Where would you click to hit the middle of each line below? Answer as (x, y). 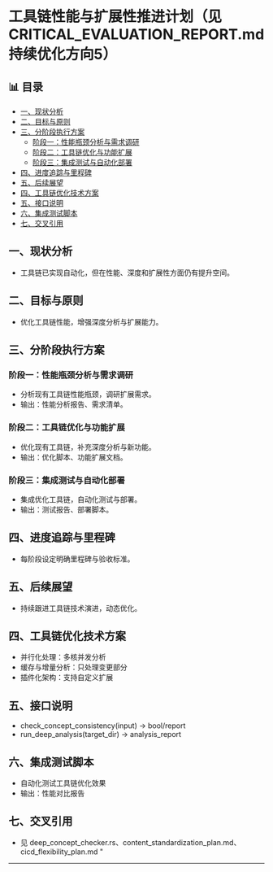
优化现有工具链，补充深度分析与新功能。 (88, 447)
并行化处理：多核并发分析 (63, 657)
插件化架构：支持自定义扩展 (67, 678)
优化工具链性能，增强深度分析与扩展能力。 (91, 321)
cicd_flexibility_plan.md (59, 852)
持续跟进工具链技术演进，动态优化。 (81, 608)
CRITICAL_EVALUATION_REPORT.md (136, 35)
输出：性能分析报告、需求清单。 (74, 404)
